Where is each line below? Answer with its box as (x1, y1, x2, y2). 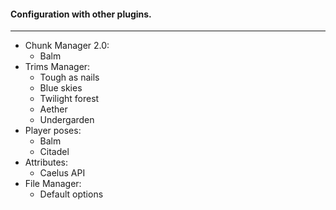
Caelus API (39, 167, 86, 179)
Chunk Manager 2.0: (24, 40, 110, 52)
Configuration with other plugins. (10, 8, 152, 20)
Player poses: (24, 125, 82, 137)
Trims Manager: (24, 61, 91, 73)
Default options (39, 188, 104, 200)
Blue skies (39, 82, 83, 94)
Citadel (39, 146, 70, 158)
